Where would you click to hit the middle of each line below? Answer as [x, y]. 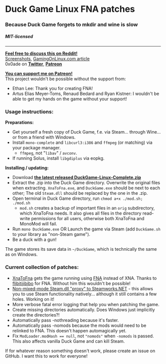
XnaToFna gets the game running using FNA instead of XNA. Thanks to [84, 278]
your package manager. [36, 148]
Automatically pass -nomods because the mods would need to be [79, 325]
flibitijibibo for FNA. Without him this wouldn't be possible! [71, 283]
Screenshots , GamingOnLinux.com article [47, 59]
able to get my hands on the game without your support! [69, 99]
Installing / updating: [27, 168]
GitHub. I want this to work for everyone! [46, 356]
